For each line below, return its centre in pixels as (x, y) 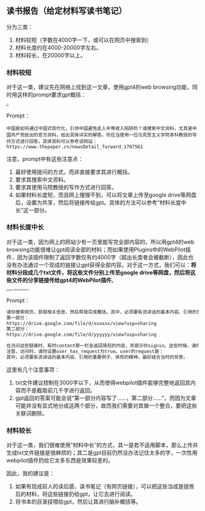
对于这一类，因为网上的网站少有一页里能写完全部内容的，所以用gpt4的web (100, 242)
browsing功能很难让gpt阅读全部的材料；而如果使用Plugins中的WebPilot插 (99, 249)
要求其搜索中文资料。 (42, 179)
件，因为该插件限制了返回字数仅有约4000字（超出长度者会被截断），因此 (97, 257)
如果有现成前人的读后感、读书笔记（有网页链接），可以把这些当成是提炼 (105, 487)
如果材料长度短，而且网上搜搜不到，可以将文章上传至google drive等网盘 (106, 195)
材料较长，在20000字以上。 (50, 55)
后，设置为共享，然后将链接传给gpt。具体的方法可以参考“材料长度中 (101, 202)
